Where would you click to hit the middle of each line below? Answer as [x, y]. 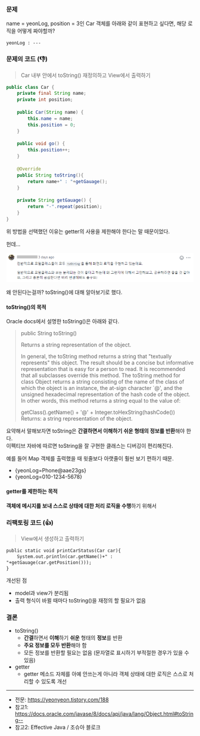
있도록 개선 [54, 682]
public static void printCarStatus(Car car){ [63, 551]
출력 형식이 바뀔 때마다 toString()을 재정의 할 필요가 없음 [80, 600]
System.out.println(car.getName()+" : [65, 556]
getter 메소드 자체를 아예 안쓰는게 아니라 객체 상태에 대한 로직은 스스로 [105, 674]
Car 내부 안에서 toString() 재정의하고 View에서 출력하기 [85, 75]
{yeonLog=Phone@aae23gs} [50, 471]
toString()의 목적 [26, 307]
